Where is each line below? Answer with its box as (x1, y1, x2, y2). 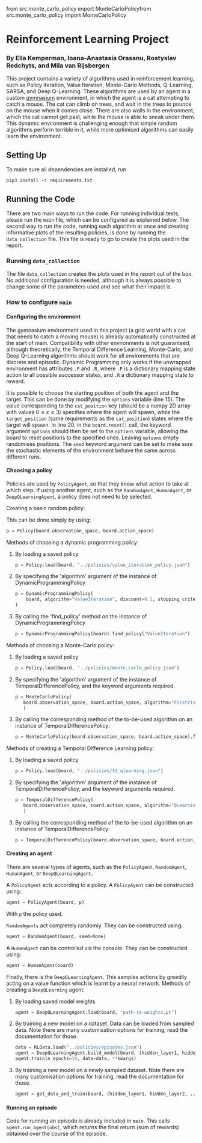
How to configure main (6, 298, 72, 306)
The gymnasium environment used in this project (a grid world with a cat (6, 326, 186, 334)
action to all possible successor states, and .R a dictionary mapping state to (6, 371, 194, 378)
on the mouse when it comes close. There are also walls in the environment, (6, 107, 195, 114)
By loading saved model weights (14, 998, 96, 1005)
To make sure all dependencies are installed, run (6, 166, 126, 173)
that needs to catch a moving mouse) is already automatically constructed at (6, 333, 196, 340)
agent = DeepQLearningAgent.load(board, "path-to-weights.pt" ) (14, 1009, 177, 1015)
